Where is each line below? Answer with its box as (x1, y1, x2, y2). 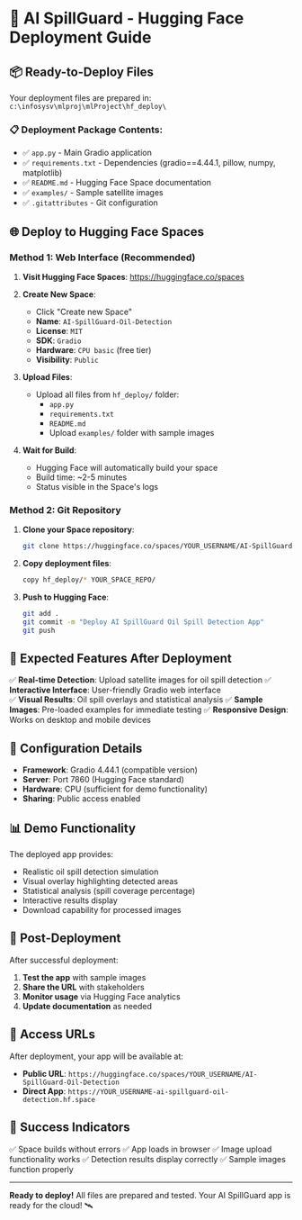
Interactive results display (22, 895, 119, 906)
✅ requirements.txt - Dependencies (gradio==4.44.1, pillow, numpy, (22, 158, 276, 168)
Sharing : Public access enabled (22, 793, 141, 804)
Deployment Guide (9, 27, 152, 48)
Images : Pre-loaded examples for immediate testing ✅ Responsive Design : (9, 704, 289, 715)
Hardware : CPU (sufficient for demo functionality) (22, 783, 209, 795)
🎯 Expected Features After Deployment (9, 651, 232, 666)
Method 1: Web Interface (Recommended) (9, 251, 196, 264)
